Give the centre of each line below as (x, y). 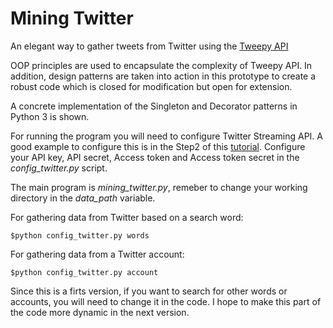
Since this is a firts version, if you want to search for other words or (149, 291)
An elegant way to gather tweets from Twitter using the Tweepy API (149, 46)
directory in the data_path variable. (83, 198)
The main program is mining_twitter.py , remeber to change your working (159, 187)
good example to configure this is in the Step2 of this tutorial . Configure (158, 146)
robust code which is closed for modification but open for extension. (151, 86)
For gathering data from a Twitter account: (97, 254)
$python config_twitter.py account (84, 272)
